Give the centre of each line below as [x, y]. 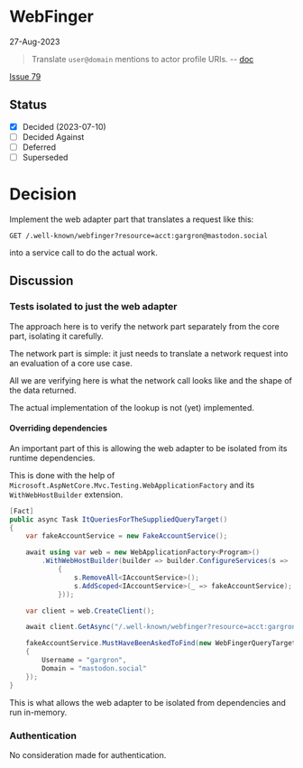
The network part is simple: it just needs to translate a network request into [149, 353]
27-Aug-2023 [35, 42]
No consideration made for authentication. [88, 754]
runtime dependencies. [52, 458]
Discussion [41, 281]
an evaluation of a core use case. [71, 363]
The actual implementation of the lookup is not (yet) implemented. [132, 407]
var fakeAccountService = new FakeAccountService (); [127, 536]
